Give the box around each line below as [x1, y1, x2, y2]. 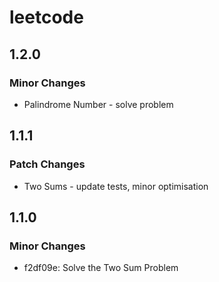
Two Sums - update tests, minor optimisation [23, 180, 209, 192]
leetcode [9, 6, 84, 29]
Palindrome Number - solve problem [23, 98, 174, 110]
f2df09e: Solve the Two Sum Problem [23, 262, 179, 274]
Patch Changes [9, 157, 86, 171]
